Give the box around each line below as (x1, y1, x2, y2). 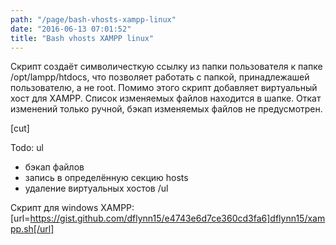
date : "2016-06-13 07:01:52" (10, 24, 132, 34)
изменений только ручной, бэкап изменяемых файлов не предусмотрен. (10, 103, 323, 115)
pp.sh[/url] (10, 223, 55, 235)
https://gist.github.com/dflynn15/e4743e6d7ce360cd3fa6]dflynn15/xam (29, 212, 326, 225)
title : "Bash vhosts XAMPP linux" (10, 33, 155, 43)
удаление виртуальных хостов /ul (24, 182, 169, 195)
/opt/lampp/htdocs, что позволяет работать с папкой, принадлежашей (10, 71, 310, 83)
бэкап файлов (24, 161, 85, 173)
